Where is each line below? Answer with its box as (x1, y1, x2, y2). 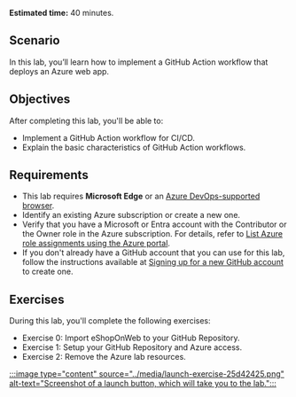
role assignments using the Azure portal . (21, 238, 171, 249)
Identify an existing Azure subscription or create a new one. (21, 210, 241, 221)
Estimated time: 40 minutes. (9, 8, 114, 18)
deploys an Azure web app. (9, 66, 109, 76)
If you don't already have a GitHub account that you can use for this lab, (21, 247, 285, 258)
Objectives (9, 92, 71, 107)
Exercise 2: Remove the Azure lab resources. (21, 352, 186, 362)
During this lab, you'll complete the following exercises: (9, 315, 211, 326)
